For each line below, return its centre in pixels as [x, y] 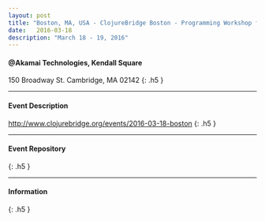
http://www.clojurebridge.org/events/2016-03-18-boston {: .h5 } [112, 123]
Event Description [38, 106]
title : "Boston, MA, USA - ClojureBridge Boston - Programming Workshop [130, 23]
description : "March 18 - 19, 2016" [68, 37]
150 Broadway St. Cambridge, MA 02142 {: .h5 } [86, 81]
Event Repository [37, 149]
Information [28, 192]
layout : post [30, 15]
